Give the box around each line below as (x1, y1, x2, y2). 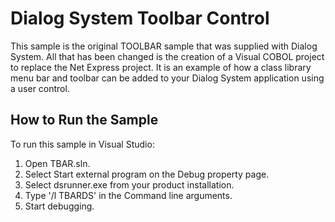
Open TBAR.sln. (24, 157, 91, 169)
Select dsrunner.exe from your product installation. (24, 178, 235, 191)
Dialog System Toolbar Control (10, 7, 270, 30)
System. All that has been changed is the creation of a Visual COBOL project (10, 50, 325, 62)
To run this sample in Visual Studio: (10, 138, 155, 150)
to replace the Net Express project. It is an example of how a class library (10, 61, 312, 73)
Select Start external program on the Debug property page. (24, 168, 270, 180)
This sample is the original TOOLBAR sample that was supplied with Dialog (10, 40, 318, 52)
